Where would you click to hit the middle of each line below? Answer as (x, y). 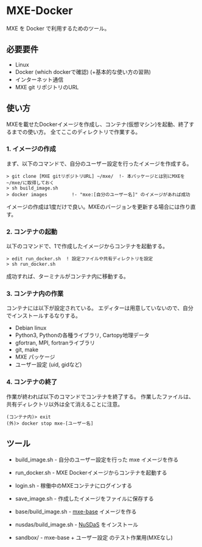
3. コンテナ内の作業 (35, 294)
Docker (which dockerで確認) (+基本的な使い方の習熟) (83, 72)
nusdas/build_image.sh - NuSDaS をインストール (77, 524)
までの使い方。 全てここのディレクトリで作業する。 (76, 131)
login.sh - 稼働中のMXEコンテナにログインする (74, 485)
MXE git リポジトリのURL (47, 87)
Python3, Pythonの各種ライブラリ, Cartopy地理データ (82, 335)
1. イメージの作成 (31, 149)
